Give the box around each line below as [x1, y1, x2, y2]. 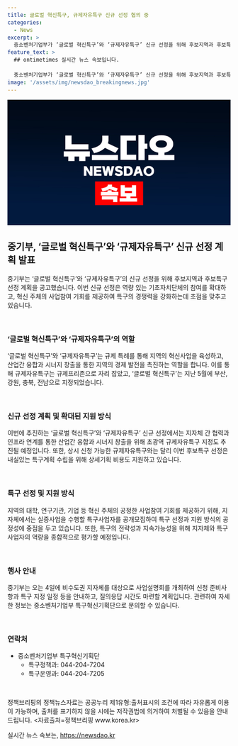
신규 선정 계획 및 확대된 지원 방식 [7, 411, 111, 421]
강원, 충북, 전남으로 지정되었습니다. [7, 378, 104, 386]
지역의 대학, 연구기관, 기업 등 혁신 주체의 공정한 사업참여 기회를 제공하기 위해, [7, 506, 221, 514]
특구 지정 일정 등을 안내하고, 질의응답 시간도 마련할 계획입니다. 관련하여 [20, 592, 217, 601]
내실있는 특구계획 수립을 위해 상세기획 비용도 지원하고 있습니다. [7, 455, 182, 464]
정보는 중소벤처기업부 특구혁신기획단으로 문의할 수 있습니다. [14, 601, 180, 609]
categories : [7, 18, 42, 26]
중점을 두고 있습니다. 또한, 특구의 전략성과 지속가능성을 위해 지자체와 [25, 523, 215, 532]
